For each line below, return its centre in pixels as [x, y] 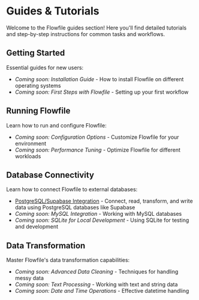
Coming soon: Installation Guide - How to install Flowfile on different [99, 79]
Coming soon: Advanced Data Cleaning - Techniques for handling [97, 272]
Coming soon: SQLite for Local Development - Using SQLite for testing [102, 220]
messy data [29, 278]
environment [31, 143]
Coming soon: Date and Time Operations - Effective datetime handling [102, 291]
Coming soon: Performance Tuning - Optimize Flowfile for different [98, 150]
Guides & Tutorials [53, 11]
